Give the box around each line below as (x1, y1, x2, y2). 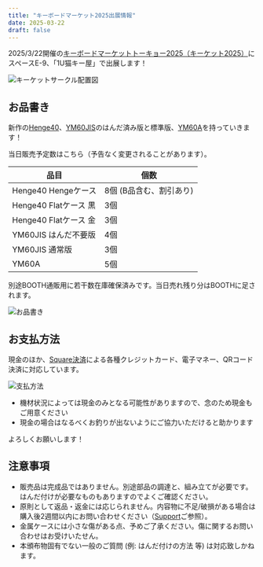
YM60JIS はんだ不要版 (12, 230, 97, 241)
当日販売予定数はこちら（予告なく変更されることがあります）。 (8, 149, 211, 159)
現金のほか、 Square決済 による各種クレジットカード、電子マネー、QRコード (8, 355, 254, 364)
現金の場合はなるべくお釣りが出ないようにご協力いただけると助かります (19, 418, 254, 427)
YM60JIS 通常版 (12, 245, 73, 256)
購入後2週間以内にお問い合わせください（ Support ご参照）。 (19, 511, 212, 521)
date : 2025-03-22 (8, 19, 65, 27)
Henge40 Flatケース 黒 (12, 200, 96, 211)
